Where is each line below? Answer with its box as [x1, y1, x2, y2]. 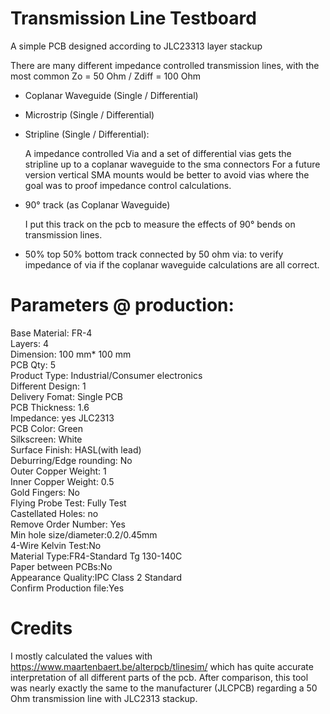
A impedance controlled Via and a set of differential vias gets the [24, 147, 292, 159]
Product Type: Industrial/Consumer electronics [10, 369, 203, 381]
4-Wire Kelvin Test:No [10, 539, 102, 551]
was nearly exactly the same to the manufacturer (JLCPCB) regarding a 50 [10, 682, 318, 694]
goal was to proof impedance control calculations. [24, 179, 232, 191]
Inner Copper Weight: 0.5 [10, 475, 115, 487]
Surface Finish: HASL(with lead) [10, 443, 142, 456]
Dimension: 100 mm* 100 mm [10, 348, 132, 360]
